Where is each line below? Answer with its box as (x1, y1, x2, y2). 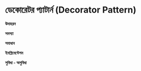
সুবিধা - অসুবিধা (5, 59, 27, 65)
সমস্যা (5, 30, 14, 36)
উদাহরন (5, 20, 16, 26)
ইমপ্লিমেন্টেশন (5, 50, 24, 55)
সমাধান (5, 40, 15, 46)
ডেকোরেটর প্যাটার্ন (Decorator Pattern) (5, 4, 137, 16)
